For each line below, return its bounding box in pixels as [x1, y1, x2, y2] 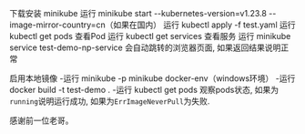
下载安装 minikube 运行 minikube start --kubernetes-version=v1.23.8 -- [9, 8, 277, 18]
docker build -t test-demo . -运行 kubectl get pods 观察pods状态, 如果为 [9, 85, 280, 95]
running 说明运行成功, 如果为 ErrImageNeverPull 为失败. [9, 96, 210, 107]
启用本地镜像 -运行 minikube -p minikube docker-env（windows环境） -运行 [9, 73, 296, 84]
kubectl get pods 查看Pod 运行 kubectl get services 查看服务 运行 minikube [9, 31, 291, 41]
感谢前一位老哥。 [9, 115, 74, 126]
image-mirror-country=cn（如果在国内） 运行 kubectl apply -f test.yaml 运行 [9, 19, 296, 30]
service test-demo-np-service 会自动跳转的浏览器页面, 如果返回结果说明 [9, 42, 281, 53]
